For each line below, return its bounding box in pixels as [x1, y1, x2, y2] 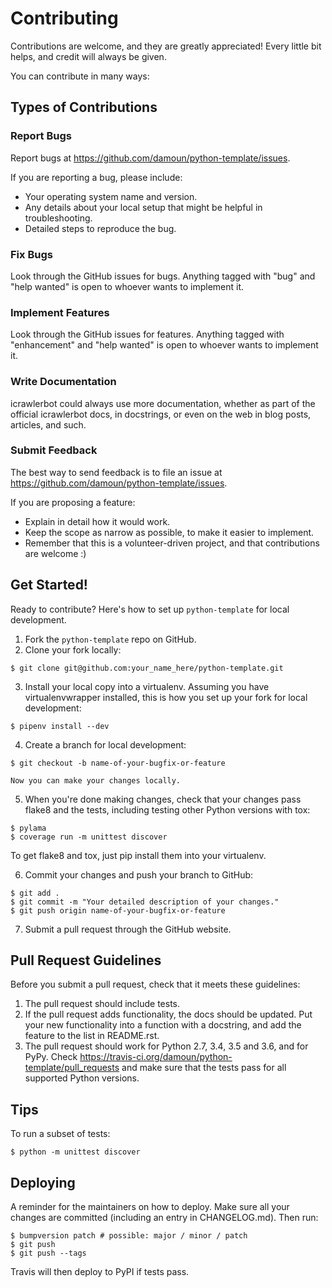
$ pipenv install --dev [10, 721, 110, 731]
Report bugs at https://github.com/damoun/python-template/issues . [10, 152, 291, 164]
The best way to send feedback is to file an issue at [10, 466, 223, 478]
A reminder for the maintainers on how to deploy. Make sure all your [10, 1201, 290, 1213]
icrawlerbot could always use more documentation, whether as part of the [10, 397, 316, 409]
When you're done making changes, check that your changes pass [24, 793, 302, 805]
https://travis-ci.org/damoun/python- [79, 1051, 233, 1063]
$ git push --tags [10, 1248, 87, 1259]
